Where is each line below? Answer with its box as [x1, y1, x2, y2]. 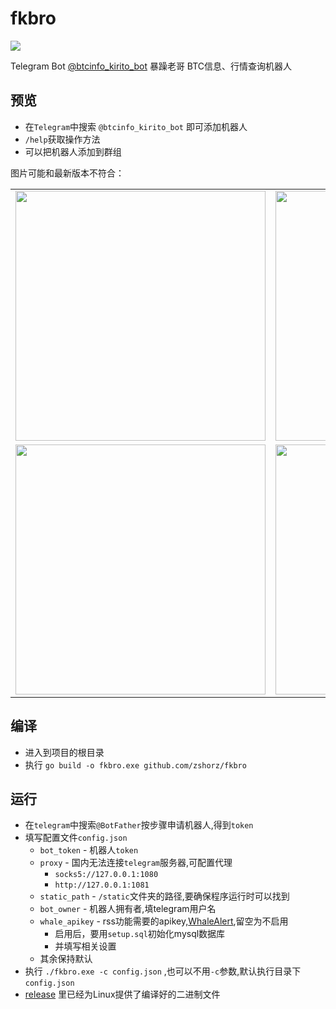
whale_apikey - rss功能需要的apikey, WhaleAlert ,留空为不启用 [39, 915, 289, 927]
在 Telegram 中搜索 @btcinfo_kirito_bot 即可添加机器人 [24, 120, 248, 132]
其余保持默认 [39, 953, 93, 965]
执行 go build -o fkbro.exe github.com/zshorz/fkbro [24, 758, 247, 771]
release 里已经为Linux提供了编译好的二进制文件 [24, 988, 221, 1001]
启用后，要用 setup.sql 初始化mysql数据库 [54, 928, 226, 940]
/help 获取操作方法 [24, 133, 101, 145]
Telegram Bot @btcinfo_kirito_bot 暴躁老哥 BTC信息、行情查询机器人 [10, 60, 293, 72]
